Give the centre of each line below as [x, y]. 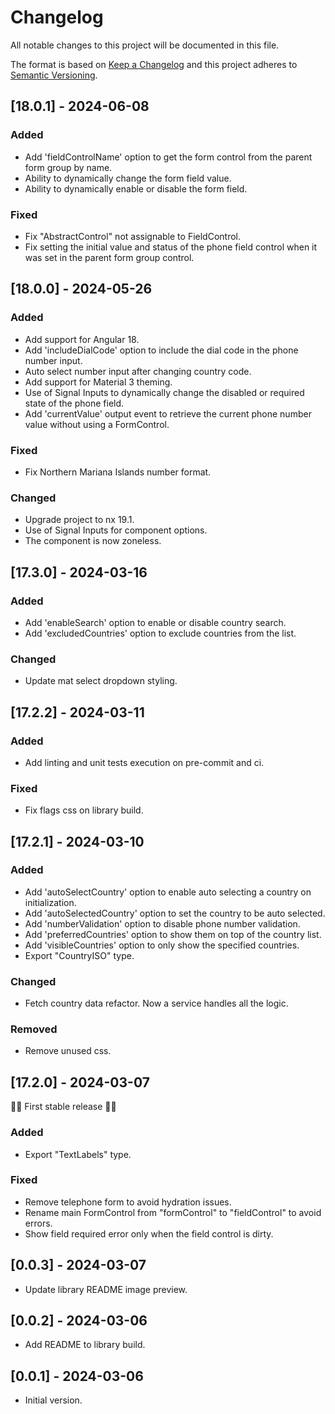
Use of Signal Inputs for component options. [116, 530]
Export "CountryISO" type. [79, 955]
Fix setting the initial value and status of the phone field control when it [171, 247]
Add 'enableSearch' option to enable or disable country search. [155, 622]
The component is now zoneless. [93, 541]
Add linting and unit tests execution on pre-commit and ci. [144, 762]
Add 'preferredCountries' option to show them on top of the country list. [173, 934]
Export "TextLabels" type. [78, 1154]
